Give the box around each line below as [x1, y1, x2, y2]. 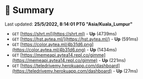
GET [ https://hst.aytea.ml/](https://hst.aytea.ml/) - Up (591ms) [12, 36, 138, 42]
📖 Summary [5, 4, 54, 16]
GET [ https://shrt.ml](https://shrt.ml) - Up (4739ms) [12, 30, 117, 36]
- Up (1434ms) [86, 46, 117, 52]
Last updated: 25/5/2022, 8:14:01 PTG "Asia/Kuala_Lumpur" [5, 21, 133, 27]
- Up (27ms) [113, 67, 138, 74]
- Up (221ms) [98, 57, 126, 63]
